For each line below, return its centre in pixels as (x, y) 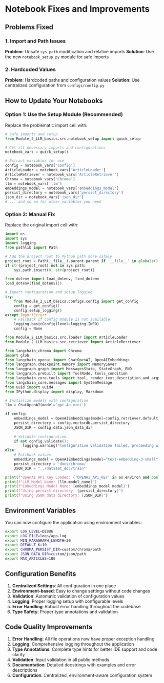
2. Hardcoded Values (31, 69)
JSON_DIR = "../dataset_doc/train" (50, 468)
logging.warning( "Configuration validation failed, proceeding (88, 446)
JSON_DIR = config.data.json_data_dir (53, 427)
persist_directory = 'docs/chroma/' (51, 464)
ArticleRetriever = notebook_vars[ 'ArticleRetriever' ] (62, 175)
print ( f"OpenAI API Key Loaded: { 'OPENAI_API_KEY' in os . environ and (77, 477)
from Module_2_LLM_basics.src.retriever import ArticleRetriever (73, 342)
